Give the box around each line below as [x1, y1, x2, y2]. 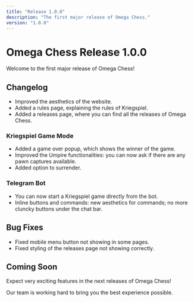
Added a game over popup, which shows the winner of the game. [14, 145, 176, 152]
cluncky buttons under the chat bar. [14, 205, 103, 212]
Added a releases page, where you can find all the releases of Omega [14, 111, 186, 118]
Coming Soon [6, 262, 58, 272]
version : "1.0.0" [6, 20, 49, 26]
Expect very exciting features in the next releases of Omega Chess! [6, 278, 171, 285]
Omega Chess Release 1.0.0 [6, 45, 147, 59]
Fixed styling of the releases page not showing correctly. [14, 244, 155, 251]
